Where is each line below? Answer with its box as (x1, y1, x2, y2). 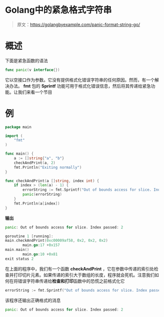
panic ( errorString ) (22, 192, 62, 197)
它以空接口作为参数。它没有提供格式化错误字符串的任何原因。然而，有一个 (5, 77, 155, 83)
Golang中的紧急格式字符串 (5, 4, 112, 16)
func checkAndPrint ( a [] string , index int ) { (5, 178, 99, 183)
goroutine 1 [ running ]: (5, 233, 54, 239)
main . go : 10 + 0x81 (22, 252, 58, 257)
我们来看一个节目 (18, 89, 52, 95)
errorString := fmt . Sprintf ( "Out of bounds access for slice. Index (5, 288, 147, 293)
